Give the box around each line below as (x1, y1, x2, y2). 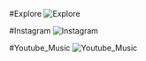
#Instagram (9, 26, 51, 35)
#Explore (9, 9, 42, 19)
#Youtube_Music (9, 42, 71, 53)
